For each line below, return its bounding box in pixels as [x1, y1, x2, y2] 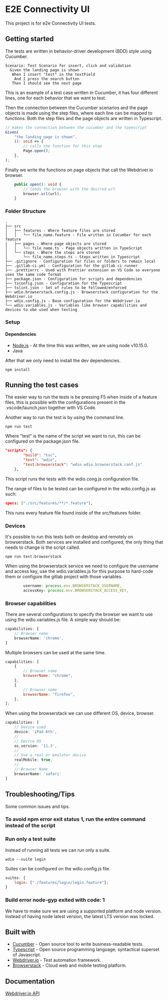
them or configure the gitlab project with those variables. [5, 574, 123, 580]
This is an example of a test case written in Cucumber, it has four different [5, 89, 158, 95]
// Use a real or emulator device [14, 753, 86, 758]
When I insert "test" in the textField [12, 72, 95, 77]
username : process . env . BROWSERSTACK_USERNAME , [23, 583, 122, 588]
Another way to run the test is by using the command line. [5, 415, 124, 421]
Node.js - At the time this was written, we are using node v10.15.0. [12, 342, 148, 348]
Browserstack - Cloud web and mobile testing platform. [12, 962, 127, 968]
